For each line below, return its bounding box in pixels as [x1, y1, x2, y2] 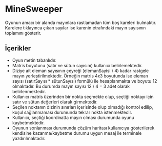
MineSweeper [5, 3, 63, 15]
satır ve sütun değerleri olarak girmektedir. [12, 99, 98, 105]
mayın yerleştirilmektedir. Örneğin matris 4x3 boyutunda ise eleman [12, 73, 148, 79]
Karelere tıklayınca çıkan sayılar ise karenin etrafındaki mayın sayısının [5, 24, 146, 30]
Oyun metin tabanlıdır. [12, 57, 57, 63]
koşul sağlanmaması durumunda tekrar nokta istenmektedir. [12, 109, 133, 115]
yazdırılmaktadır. [12, 135, 45, 141]
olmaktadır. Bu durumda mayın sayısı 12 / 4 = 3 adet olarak [12, 83, 130, 89]
